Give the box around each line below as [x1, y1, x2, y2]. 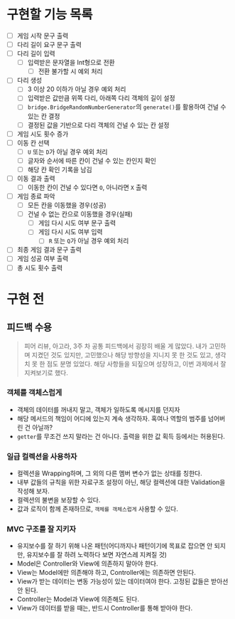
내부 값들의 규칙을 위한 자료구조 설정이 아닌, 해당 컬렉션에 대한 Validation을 [16, 478, 226, 487]
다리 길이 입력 [16, 49, 55, 58]
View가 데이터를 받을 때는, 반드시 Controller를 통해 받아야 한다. [16, 604, 193, 613]
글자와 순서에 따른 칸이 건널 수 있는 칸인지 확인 [27, 156, 157, 164]
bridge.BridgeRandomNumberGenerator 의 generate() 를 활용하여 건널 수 [27, 102, 226, 111]
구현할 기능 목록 [6, 6, 93, 23]
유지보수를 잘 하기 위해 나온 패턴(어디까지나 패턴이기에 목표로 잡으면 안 [16, 541, 213, 550]
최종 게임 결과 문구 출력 [16, 245, 82, 254]
